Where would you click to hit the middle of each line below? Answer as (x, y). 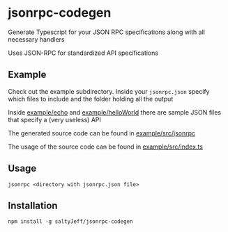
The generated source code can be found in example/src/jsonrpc (102, 133)
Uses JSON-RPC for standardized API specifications (83, 53)
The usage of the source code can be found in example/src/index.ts (105, 147)
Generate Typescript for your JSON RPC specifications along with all (106, 32)
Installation (33, 205)
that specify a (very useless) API (55, 119)
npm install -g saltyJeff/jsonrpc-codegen (70, 222)
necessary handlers (36, 39)
